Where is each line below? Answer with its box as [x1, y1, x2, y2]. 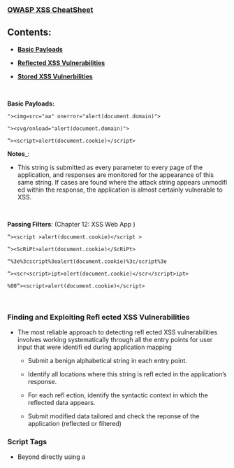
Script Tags [7, 437, 47, 446]
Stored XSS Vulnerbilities [17, 72, 93, 80]
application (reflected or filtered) [27, 420, 122, 428]
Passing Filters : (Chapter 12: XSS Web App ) [7, 220, 136, 228]
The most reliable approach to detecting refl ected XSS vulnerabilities [17, 328, 218, 336]
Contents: [7, 27, 52, 38]
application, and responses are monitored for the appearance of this [17, 170, 214, 179]
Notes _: [7, 149, 30, 158]
